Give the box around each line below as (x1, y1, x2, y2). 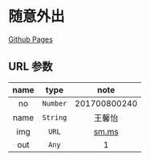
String (42, 113, 67, 122)
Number (42, 98, 67, 108)
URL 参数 (8, 60, 54, 73)
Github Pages (8, 34, 54, 44)
